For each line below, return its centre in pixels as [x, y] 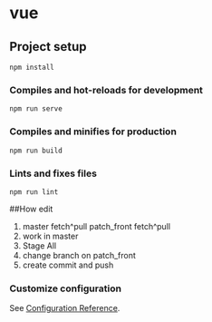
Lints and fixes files [53, 173]
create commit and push [68, 265]
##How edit [31, 209]
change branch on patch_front [79, 255]
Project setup [48, 47]
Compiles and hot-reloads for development [106, 90]
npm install [32, 67]
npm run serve [36, 109]
